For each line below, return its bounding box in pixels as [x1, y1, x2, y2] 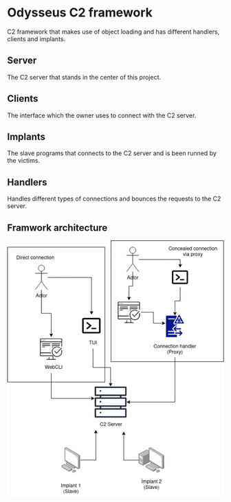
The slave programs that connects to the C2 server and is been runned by [7, 149, 217, 157]
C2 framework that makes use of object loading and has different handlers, [7, 27, 220, 36]
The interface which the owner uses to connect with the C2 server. [7, 111, 197, 119]
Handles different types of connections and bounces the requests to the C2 [7, 194, 221, 203]
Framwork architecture [7, 222, 108, 233]
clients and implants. [7, 34, 66, 43]
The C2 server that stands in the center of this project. [7, 73, 162, 81]
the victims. [7, 157, 40, 165]
